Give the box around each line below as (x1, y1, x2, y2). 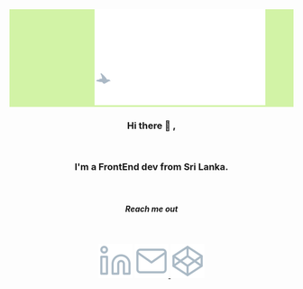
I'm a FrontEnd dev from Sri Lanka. (74, 160, 229, 172)
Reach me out (124, 203, 179, 214)
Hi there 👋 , (126, 119, 177, 132)
